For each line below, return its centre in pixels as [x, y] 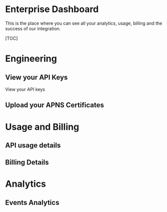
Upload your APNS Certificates [55, 105]
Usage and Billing [42, 127]
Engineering [31, 59]
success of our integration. [33, 28]
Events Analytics [32, 202]
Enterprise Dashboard [52, 9]
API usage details [33, 145]
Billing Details [27, 162]
